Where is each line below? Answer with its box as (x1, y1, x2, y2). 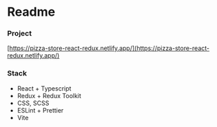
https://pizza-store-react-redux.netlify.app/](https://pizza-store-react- (9, 44, 210, 52)
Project (7, 29, 32, 38)
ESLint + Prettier (17, 106, 64, 114)
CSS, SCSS (17, 99, 50, 107)
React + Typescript (17, 84, 72, 93)
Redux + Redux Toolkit (17, 91, 81, 100)
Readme (7, 4, 56, 20)
